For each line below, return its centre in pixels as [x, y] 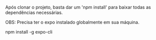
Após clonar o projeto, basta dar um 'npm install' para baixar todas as [78, 7]
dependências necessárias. [34, 12]
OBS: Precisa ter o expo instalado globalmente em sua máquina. [72, 22]
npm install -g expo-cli [29, 32]
